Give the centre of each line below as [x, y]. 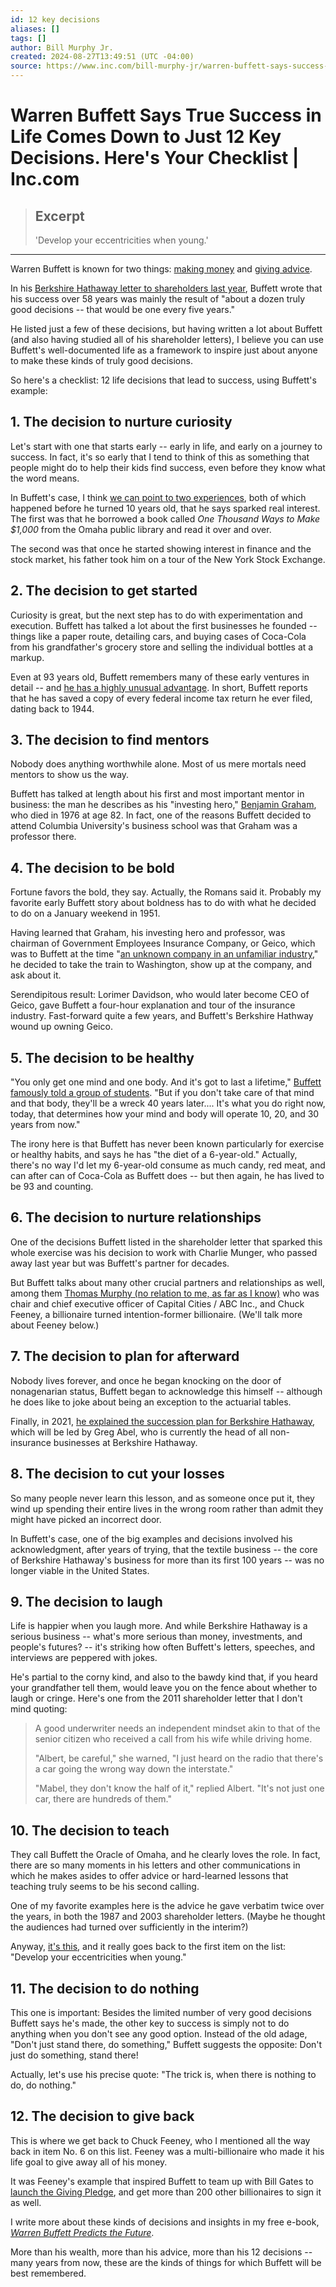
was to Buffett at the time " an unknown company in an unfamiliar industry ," [164, 954]
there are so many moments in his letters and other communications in [155, 1865]
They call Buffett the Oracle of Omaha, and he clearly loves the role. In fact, [165, 1855]
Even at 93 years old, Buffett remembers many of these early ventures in [160, 677]
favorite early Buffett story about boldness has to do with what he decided [163, 903]
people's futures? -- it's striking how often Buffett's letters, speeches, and [163, 1647]
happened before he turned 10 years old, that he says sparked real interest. [165, 508]
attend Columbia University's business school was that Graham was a [154, 826]
